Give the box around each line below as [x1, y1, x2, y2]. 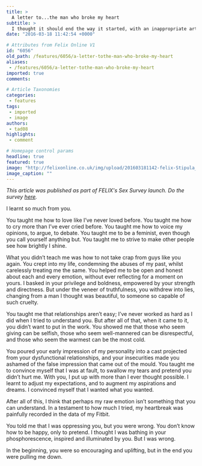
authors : [6, 120, 28, 127]
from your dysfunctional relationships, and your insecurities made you [6, 354, 180, 362]
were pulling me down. [6, 453, 63, 461]
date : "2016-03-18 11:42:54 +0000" [6, 31, 96, 37]
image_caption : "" [6, 170, 52, 177]
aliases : [6, 58, 28, 65]
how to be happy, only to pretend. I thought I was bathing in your [6, 429, 167, 436]
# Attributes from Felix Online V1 [6, 42, 96, 48]
